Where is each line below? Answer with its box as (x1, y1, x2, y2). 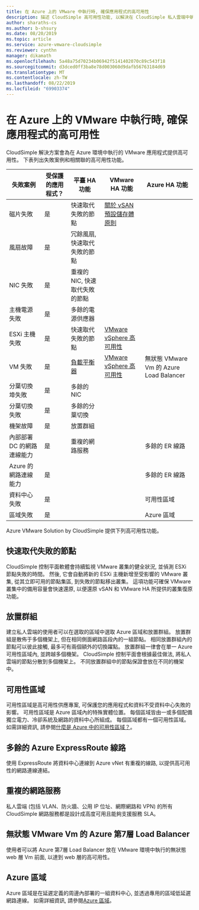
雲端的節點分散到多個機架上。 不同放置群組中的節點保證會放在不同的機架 (6, 658, 184, 665)
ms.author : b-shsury (6, 25, 57, 31)
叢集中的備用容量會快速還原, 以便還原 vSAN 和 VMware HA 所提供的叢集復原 (6, 585, 193, 592)
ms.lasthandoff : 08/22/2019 (6, 81, 76, 87)
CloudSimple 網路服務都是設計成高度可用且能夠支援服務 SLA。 (6, 810, 159, 817)
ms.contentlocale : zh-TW (6, 75, 68, 81)
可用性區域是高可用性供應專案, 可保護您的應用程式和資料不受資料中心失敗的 (6, 701, 191, 708)
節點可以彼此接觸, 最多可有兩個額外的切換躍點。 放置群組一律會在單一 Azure (6, 643, 192, 650)
